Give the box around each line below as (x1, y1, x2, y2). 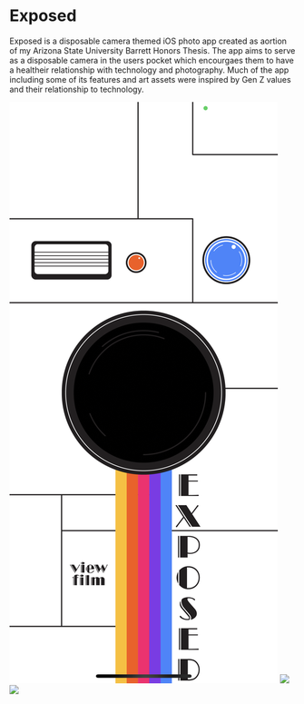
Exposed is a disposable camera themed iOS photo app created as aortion (9, 35, 288, 46)
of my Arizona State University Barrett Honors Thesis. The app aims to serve (9, 45, 296, 55)
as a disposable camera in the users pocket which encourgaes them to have (9, 55, 295, 65)
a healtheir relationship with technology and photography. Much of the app (9, 64, 289, 75)
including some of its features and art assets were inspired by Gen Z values (9, 74, 292, 84)
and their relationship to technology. (9, 84, 144, 94)
